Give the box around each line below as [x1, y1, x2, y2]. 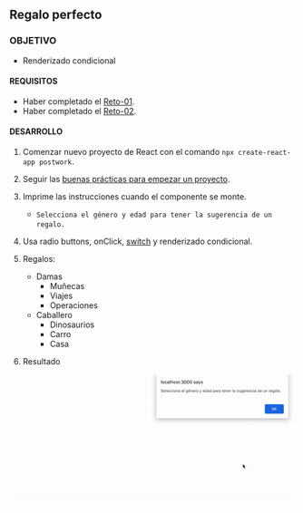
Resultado [22, 356, 61, 367]
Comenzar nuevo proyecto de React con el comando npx [22, 147, 234, 158]
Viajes [49, 290, 73, 302]
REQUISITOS [9, 76, 58, 87]
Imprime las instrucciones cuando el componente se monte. [22, 191, 247, 202]
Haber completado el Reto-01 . [22, 95, 135, 107]
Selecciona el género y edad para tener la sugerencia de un [35, 210, 272, 220]
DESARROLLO [9, 126, 64, 137]
